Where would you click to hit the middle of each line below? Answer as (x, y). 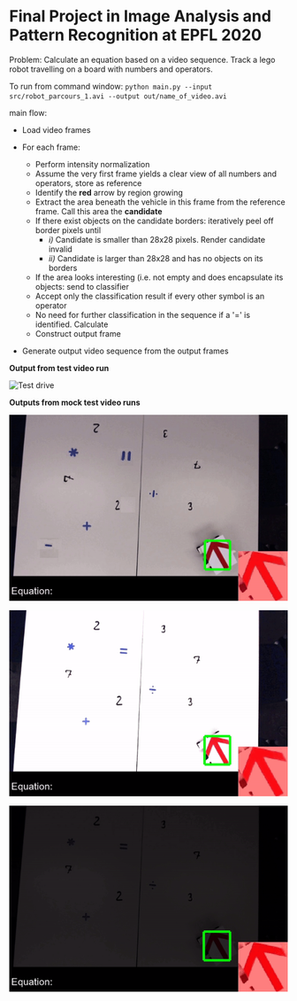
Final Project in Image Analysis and (141, 16)
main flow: (28, 113)
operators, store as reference (88, 182)
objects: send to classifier (82, 286)
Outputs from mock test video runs (75, 402)
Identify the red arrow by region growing (109, 192)
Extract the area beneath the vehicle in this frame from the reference (160, 202)
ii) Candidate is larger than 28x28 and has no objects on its (156, 258)
